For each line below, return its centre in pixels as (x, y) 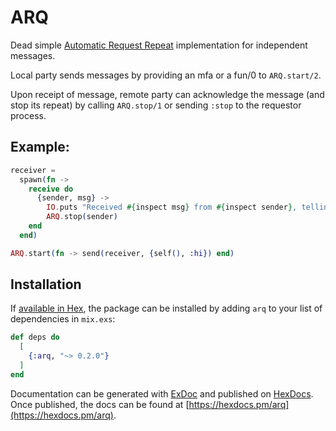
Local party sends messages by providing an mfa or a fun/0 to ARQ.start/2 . (166, 75)
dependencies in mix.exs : (63, 319)
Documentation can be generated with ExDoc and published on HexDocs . (162, 393)
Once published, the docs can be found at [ (100, 404)
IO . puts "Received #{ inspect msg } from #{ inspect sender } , (172, 207)
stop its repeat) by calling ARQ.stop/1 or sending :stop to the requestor (156, 105)
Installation (46, 284)
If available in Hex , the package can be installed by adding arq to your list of (166, 308)
